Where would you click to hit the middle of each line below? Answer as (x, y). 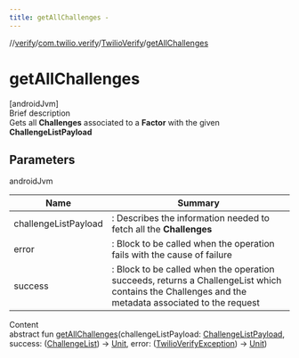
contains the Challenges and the (179, 292)
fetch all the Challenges (162, 230)
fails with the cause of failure (172, 255)
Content (24, 325)
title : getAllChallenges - (59, 17)
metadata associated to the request (186, 303)
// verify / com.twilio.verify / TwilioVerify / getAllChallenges (109, 43)
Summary (198, 203)
